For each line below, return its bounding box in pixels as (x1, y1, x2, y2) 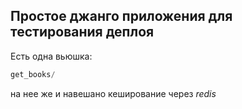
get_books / (10, 69, 56, 79)
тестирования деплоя (10, 24, 155, 41)
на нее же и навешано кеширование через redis (10, 87, 217, 99)
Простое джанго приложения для (10, 8, 233, 25)
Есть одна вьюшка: (10, 50, 93, 62)
